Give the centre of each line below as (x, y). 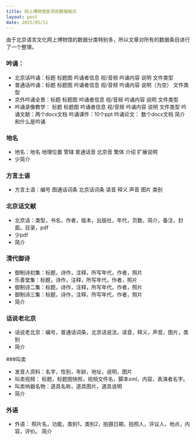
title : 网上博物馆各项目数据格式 (41, 11)
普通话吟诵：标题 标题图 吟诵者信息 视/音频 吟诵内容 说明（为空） (93, 85)
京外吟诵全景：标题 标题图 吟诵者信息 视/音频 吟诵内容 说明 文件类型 (97, 99)
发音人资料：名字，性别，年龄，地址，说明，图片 (73, 372)
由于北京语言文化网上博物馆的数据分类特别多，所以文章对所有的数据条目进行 (98, 40)
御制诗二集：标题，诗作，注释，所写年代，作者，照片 (78, 287)
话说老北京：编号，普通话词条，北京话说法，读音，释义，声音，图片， (99, 332)
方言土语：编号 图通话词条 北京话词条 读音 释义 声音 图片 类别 (89, 190)
